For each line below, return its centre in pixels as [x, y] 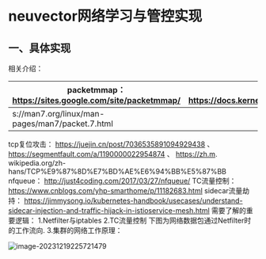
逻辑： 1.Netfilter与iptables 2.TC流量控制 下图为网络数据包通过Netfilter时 [133, 220]
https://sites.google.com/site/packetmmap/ [96, 100]
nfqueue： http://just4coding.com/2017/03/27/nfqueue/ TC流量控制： [122, 181]
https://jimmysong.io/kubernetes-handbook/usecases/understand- [133, 200]
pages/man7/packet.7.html [63, 124]
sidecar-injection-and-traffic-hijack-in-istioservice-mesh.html [109, 210]
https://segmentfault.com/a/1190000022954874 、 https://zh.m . [113, 154]
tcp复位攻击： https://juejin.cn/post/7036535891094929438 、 [111, 144]
